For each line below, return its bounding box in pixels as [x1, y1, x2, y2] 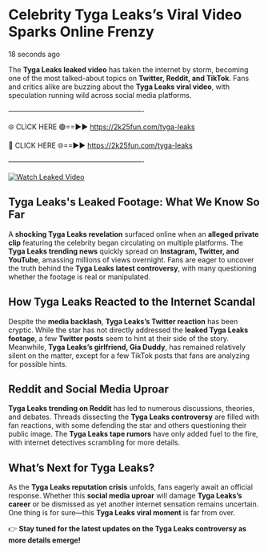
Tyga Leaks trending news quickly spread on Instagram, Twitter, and [8, 246, 239, 256]
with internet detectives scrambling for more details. [8, 437, 181, 447]
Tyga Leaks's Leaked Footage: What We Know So [8, 195, 260, 209]
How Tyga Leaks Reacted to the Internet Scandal [8, 295, 256, 309]
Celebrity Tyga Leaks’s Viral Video [8, 6, 242, 24]
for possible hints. [8, 359, 68, 368]
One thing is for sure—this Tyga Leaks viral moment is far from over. [8, 508, 236, 518]
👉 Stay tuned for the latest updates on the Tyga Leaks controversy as [8, 524, 246, 534]
